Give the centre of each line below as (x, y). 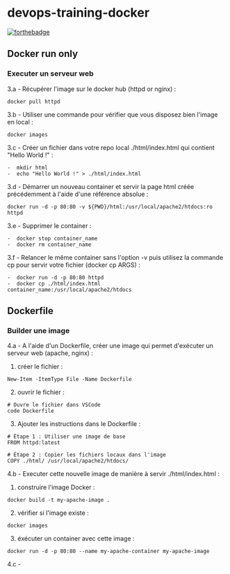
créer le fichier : (40, 367)
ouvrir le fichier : (41, 392)
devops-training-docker (79, 13)
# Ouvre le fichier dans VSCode (54, 405)
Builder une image (39, 330)
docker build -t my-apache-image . (59, 500)
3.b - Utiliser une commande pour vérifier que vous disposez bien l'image (113, 114)
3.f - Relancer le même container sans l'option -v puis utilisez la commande (115, 257)
